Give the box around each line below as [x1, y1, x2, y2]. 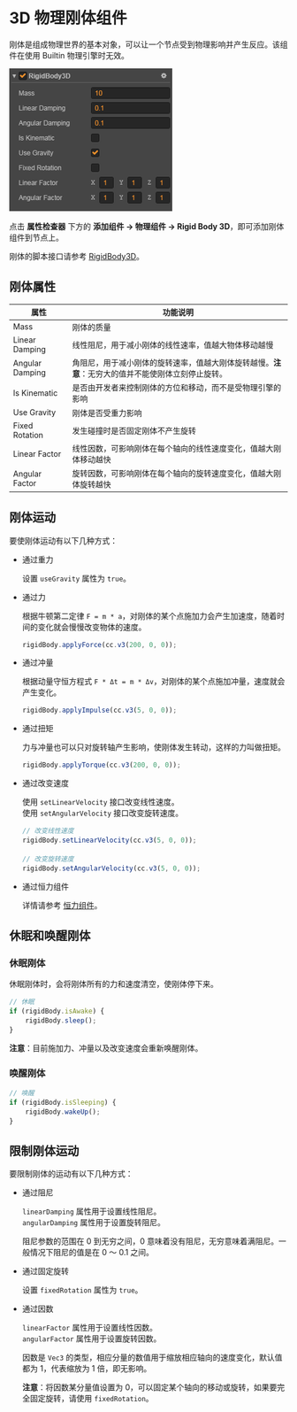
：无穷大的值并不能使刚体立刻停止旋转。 [79, 368, 227, 379]
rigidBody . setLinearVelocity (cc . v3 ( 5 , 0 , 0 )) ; [21, 836, 197, 845]
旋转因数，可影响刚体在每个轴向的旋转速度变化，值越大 [72, 468, 274, 479]
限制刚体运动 [9, 1143, 80, 1158]
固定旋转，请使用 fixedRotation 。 [29, 1393, 154, 1404]
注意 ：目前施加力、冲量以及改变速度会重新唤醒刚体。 [9, 1042, 203, 1053]
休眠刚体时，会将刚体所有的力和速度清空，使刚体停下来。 [9, 979, 218, 990]
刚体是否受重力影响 [72, 407, 142, 418]
